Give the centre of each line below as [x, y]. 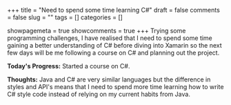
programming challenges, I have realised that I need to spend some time [110, 38]
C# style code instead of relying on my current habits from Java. [99, 94]
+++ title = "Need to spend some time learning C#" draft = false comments [114, 10]
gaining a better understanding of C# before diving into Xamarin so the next [114, 45]
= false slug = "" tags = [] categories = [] [65, 17]
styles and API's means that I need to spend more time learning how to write [115, 87]
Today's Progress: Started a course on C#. [69, 66]
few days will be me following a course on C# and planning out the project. [113, 52]
